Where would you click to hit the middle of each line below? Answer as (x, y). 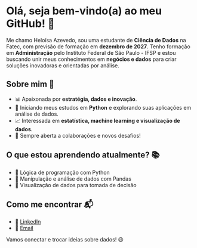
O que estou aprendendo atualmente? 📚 (83, 155)
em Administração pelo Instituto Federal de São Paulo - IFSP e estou (91, 52)
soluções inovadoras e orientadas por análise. (63, 65)
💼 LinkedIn (28, 222)
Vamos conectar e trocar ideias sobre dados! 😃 (65, 240)
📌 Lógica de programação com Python (62, 172)
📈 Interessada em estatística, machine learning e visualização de (97, 120)
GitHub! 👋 (30, 24)
